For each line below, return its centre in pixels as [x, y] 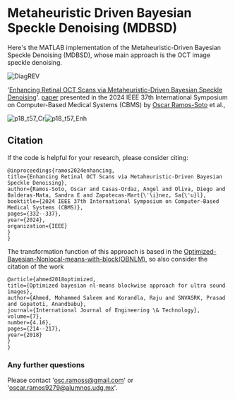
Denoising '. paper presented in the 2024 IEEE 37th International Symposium [117, 97]
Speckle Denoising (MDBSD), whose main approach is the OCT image [109, 55]
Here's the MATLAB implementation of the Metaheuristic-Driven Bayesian [114, 47]
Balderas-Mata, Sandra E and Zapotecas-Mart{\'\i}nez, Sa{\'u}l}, [107, 195]
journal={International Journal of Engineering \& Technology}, [104, 310]
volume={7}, [25, 316]
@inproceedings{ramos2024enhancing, [61, 171]
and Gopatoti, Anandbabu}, [47, 304]
